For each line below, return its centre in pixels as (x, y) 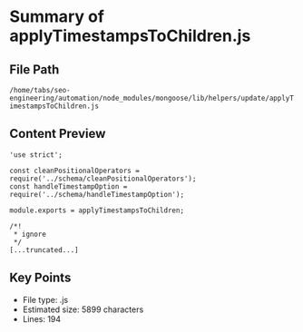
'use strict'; (36, 155)
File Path (34, 69)
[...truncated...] (44, 250)
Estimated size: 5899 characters (83, 309)
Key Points (40, 278)
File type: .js (45, 299)
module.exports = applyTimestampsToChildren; (97, 210)
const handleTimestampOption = (68, 186)
